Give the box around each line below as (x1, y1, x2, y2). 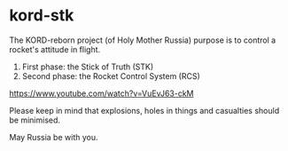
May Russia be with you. (9, 131, 98, 142)
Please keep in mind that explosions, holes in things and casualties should (9, 105, 280, 115)
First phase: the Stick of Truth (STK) (21, 61, 154, 72)
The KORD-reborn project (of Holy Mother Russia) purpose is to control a (9, 35, 276, 45)
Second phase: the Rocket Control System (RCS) (21, 70, 201, 81)
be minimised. (9, 115, 60, 125)
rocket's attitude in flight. (9, 44, 101, 54)
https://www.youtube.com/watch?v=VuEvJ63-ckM (9, 88, 194, 99)
